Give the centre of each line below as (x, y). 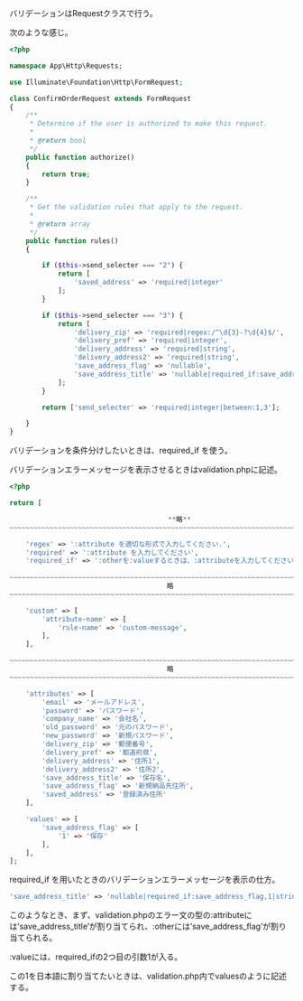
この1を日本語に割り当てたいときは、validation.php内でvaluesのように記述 (148, 976)
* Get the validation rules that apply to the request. (137, 207)
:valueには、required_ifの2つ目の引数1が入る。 (96, 957)
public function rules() (72, 241)
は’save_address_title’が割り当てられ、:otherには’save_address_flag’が (140, 926)
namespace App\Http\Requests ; (66, 66)
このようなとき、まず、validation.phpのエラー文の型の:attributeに (131, 915)
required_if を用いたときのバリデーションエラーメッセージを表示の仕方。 (145, 880)
